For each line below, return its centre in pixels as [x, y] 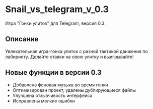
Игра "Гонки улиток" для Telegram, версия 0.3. [55, 23]
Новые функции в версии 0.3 [53, 72]
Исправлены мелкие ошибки [44, 101]
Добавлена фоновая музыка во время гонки [60, 85]
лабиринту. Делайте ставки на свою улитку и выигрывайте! [70, 57]
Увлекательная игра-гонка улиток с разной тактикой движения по [77, 51]
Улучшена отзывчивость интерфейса [52, 95]
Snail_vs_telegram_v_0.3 [57, 9]
